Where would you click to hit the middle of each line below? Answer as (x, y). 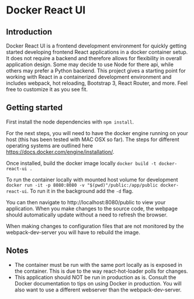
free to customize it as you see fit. (47, 89)
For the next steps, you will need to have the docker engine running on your (97, 133)
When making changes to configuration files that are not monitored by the (95, 226)
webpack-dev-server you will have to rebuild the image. (73, 232)
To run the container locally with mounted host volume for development (92, 180)
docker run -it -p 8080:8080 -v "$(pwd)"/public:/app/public (82, 185)
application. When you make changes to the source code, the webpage (92, 208)
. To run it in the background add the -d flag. (80, 191)
